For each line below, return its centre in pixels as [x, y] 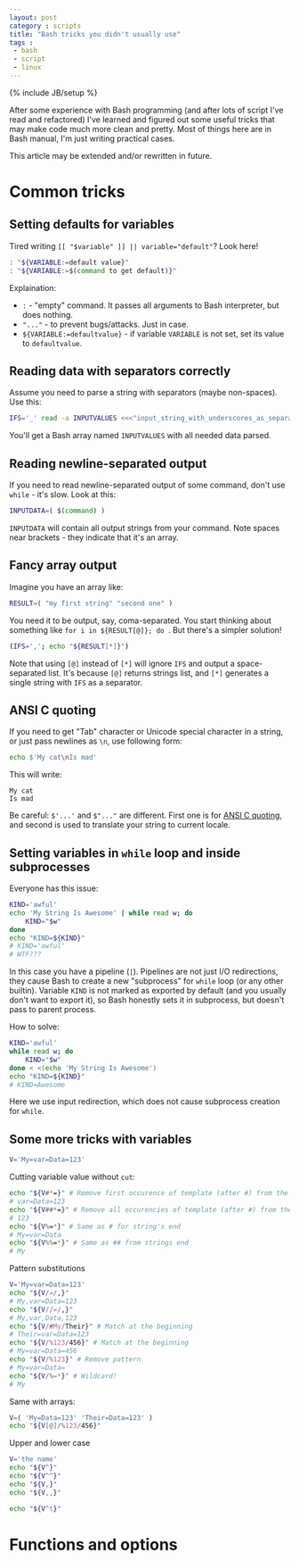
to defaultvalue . [52, 343]
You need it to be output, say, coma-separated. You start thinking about [140, 620]
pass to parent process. [53, 1010]
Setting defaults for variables [92, 224]
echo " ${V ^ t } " [36, 1509]
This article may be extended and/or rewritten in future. [111, 155]
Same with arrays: [42, 1401]
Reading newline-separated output [108, 464]
